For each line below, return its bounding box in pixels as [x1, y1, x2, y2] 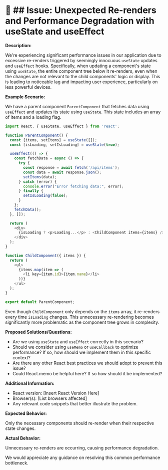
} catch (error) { [18, 179, 57, 184]
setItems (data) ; [23, 174, 57, 179]
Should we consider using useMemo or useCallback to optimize [12, 344, 138, 350]
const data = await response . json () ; [23, 170, 101, 175]
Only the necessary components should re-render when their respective [5, 420, 154, 426]
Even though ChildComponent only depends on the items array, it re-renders [5, 308, 160, 315]
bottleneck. [5, 459, 28, 465]
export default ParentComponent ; [5, 299, 75, 305]
